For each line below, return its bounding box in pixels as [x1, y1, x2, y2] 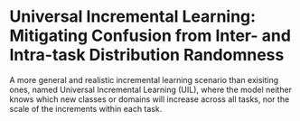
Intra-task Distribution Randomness [9, 45, 285, 65]
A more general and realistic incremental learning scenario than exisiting [9, 74, 279, 85]
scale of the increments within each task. [9, 103, 163, 114]
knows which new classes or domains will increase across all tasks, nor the [9, 93, 290, 105]
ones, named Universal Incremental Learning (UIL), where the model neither [9, 84, 292, 95]
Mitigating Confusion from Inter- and [9, 25, 292, 46]
